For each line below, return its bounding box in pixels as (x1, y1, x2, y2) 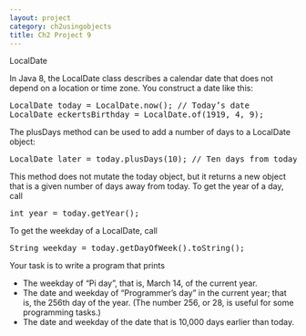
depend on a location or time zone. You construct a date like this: (9, 83, 253, 94)
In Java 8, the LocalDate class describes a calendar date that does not (9, 73, 273, 84)
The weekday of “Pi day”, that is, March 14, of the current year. (22, 278, 258, 289)
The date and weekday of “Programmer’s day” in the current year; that (22, 288, 287, 299)
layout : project (9, 13, 71, 23)
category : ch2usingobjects (9, 22, 112, 31)
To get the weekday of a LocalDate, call (9, 226, 158, 236)
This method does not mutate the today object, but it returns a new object (9, 171, 287, 183)
